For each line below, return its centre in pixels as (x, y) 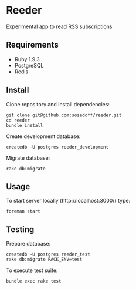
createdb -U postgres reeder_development (57, 147)
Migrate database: (28, 158)
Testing (20, 229)
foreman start (23, 211)
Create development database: (43, 136)
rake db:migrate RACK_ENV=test (44, 260)
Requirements (32, 45)
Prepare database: (28, 244)
